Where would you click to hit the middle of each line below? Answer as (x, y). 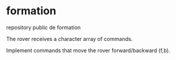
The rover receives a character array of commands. (70, 39)
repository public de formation (44, 27)
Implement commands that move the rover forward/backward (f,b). (88, 50)
